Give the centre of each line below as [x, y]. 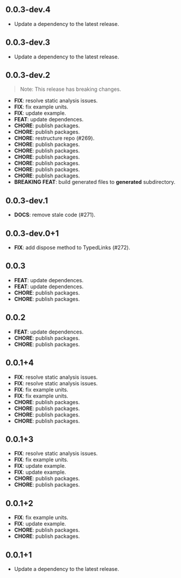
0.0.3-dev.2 [28, 75]
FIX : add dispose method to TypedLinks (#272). [72, 247]
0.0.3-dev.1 [27, 201]
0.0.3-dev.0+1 [32, 233]
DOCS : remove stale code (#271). [55, 215]
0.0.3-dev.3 [28, 43]
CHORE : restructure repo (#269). [54, 138]
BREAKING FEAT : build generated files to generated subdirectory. [95, 182]
